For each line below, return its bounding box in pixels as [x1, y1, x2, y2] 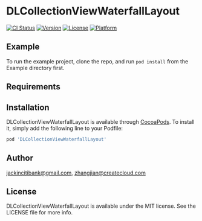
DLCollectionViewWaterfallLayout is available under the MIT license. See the [6, 202, 197, 210]
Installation [6, 102, 50, 112]
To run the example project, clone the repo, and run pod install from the [6, 57, 189, 65]
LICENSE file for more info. [6, 209, 73, 216]
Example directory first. [6, 64, 65, 71]
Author [6, 153, 33, 164]
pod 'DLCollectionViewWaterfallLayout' [6, 136, 107, 143]
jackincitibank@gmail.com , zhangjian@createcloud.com [6, 169, 146, 176]
